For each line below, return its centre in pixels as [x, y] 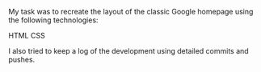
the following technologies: [53, 20]
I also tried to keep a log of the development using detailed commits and [128, 51]
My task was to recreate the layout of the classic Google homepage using [131, 12]
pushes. [22, 60]
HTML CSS [27, 36]
